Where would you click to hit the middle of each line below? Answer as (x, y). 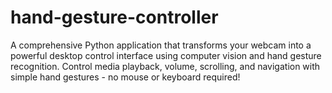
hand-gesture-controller (114, 17)
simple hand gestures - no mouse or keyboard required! (125, 77)
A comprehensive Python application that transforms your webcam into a (161, 45)
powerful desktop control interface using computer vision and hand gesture (166, 55)
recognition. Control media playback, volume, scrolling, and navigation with (165, 66)
